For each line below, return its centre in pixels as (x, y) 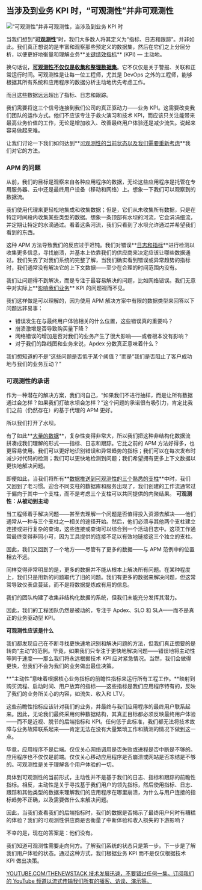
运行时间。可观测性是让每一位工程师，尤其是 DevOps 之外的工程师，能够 (102, 75)
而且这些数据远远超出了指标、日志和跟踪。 (59, 94)
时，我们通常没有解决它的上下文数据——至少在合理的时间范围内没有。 (93, 268)
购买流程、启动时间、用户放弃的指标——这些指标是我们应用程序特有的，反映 (101, 686)
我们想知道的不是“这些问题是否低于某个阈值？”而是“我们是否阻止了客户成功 (99, 356)
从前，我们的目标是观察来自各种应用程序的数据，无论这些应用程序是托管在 (98, 182)
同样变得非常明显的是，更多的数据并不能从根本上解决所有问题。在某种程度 (98, 570)
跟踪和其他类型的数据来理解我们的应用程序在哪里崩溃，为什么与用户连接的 (98, 793)
